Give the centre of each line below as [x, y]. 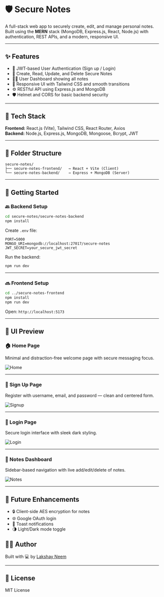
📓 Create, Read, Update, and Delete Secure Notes [62, 73]
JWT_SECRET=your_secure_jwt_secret [41, 248]
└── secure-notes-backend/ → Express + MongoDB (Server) [68, 173]
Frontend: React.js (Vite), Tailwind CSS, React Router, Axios [65, 128]
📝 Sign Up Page [24, 385]
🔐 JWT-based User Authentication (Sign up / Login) [64, 68]
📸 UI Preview [25, 331]
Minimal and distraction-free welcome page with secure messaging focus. [80, 358]
